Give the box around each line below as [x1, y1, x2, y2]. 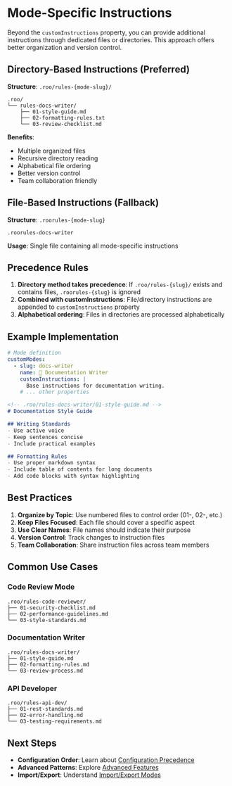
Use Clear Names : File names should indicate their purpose [17, 526, 191, 534]
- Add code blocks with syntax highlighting [7, 473, 140, 480]
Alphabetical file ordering [17, 161, 91, 170]
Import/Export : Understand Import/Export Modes [17, 771, 162, 779]
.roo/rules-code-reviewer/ [7, 598, 86, 605]
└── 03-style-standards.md [7, 616, 86, 623]
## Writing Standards [7, 421, 71, 428]
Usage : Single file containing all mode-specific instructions [7, 241, 179, 250]
